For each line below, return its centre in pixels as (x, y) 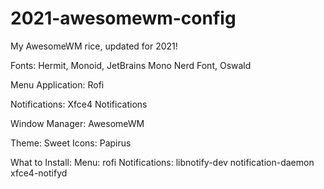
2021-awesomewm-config (123, 18)
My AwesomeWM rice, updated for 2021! (94, 46)
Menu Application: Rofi (57, 84)
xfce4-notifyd (39, 173)
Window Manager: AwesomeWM (77, 123)
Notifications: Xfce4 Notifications (79, 104)
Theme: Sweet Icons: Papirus (71, 143)
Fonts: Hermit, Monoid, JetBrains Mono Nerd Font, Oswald (131, 65)
